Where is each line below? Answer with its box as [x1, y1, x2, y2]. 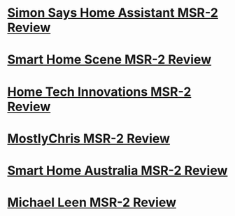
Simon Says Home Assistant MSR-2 [7, 5, 219, 21]
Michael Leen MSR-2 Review [7, 194, 177, 210]
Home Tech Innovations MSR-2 [7, 84, 192, 99]
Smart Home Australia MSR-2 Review [7, 162, 228, 178]
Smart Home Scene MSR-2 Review [7, 52, 212, 68]
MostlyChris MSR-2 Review [7, 131, 170, 146]
